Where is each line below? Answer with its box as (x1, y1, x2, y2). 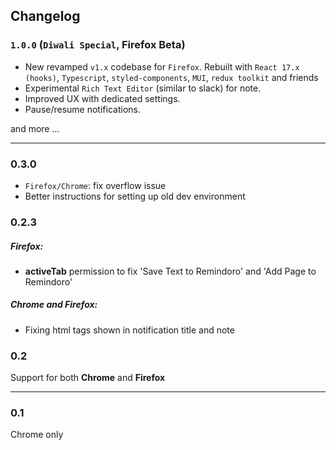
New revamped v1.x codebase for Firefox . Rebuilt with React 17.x (24, 60, 300, 73)
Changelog (10, 8, 81, 25)
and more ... (10, 122, 60, 134)
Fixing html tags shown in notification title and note (24, 324, 235, 336)
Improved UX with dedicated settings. (24, 92, 181, 104)
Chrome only (10, 429, 64, 441)
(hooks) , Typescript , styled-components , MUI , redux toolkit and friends (24, 71, 319, 83)
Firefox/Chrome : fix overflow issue (24, 179, 167, 191)
